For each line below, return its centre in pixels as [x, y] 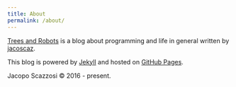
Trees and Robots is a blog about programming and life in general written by [118, 40]
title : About [27, 14]
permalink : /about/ [36, 21]
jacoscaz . [21, 48]
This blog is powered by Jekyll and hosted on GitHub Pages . [96, 62]
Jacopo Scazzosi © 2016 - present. [59, 76]
